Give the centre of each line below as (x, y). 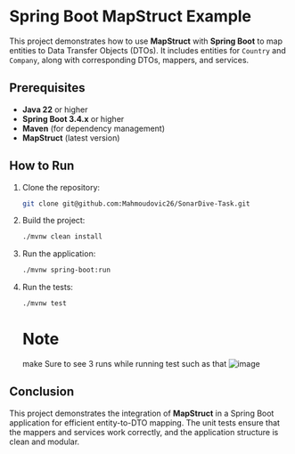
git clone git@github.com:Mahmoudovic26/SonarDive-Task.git (136, 203)
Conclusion (42, 392)
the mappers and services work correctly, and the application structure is (144, 432)
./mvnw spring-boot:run (66, 270)
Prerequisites (47, 88)
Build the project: (53, 221)
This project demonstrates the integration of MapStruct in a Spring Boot (142, 413)
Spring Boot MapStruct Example (131, 16)
